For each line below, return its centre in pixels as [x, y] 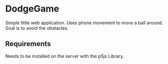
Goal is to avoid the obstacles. [37, 28]
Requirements [28, 44]
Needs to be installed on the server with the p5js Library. [65, 56]
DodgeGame [32, 9]
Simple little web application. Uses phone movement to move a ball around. [84, 23]
